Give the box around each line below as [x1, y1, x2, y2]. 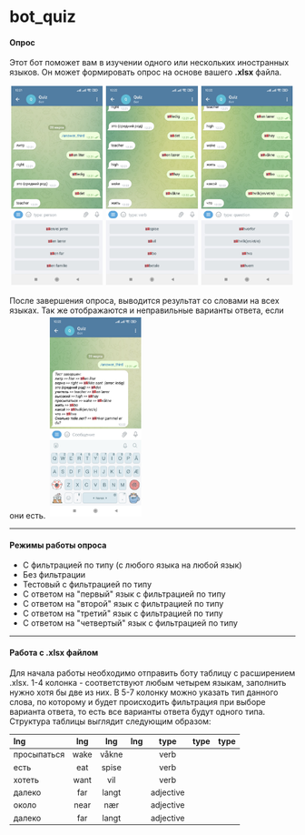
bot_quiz [9, 6, 77, 27]
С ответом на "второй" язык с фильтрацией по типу [22, 599, 224, 609]
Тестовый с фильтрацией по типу [22, 579, 152, 590]
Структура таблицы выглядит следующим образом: [9, 716, 212, 727]
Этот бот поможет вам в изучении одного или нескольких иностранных [9, 57, 290, 68]
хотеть [13, 774, 39, 785]
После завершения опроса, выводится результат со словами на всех [9, 296, 280, 307]
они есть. [9, 510, 46, 521]
